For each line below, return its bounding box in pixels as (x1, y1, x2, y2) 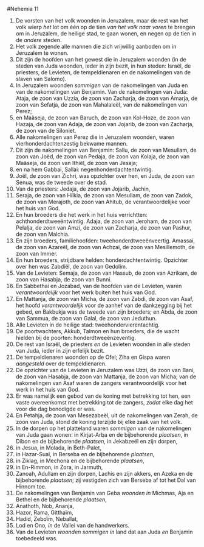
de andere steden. (15, 37, 63, 43)
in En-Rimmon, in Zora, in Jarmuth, (15, 464, 103, 471)
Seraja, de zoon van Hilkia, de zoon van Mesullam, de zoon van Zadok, (15, 192, 193, 199)
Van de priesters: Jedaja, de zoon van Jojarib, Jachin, (15, 185, 151, 192)
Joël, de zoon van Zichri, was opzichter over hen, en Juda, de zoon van (15, 172, 195, 179)
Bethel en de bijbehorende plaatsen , (15, 496, 107, 503)
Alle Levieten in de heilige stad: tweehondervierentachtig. (15, 321, 160, 328)
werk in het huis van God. (15, 386, 80, 393)
